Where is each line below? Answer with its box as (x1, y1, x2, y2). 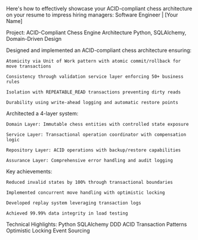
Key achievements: (6, 168, 53, 175)
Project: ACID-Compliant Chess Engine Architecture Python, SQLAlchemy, (6, 29, 187, 36)
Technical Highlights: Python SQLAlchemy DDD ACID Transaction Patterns (6, 221, 187, 228)
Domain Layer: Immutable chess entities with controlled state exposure (6, 121, 189, 127)
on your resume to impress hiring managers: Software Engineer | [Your (6, 11, 178, 18)
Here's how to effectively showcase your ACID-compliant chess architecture (6, 5, 193, 12)
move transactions (6, 63, 51, 69)
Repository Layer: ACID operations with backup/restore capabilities (6, 147, 181, 153)
